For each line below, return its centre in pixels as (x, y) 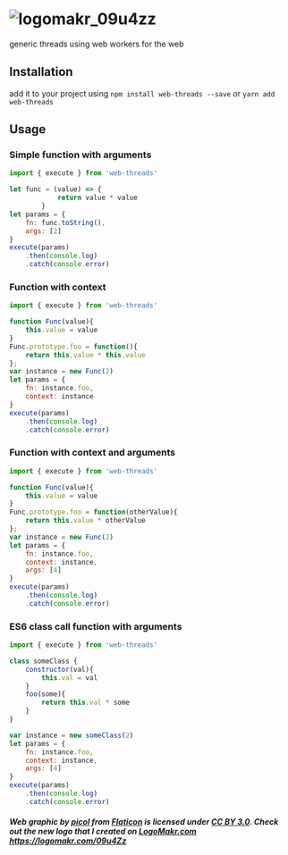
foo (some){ (46, 694)
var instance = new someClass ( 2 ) (72, 735)
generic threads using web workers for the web (97, 44)
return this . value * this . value (85, 355)
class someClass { (43, 661)
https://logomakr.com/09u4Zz (68, 841)
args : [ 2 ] (44, 231)
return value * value (97, 198)
